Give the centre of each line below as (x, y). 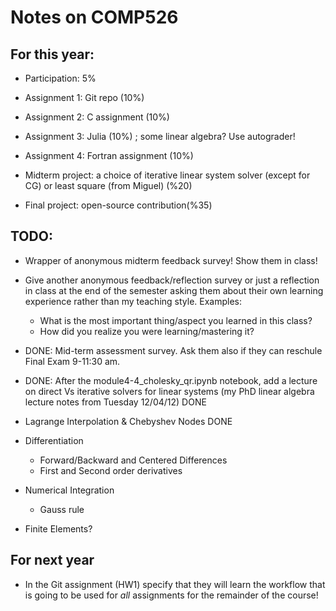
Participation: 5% (60, 78)
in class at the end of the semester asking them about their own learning (174, 290)
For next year (52, 560)
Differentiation (54, 440)
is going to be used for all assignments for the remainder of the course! (171, 595)
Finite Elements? (58, 528)
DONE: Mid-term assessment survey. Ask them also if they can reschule (173, 350)
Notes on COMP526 (94, 17)
